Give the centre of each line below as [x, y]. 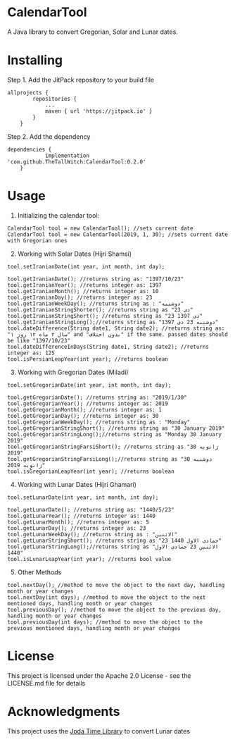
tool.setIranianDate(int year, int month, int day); [86, 266]
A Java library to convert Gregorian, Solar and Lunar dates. [93, 32]
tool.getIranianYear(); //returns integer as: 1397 [84, 285]
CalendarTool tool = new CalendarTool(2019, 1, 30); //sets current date [118, 234]
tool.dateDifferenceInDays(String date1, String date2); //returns [108, 347]
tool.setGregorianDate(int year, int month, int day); [89, 385]
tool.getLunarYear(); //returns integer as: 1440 [82, 516]
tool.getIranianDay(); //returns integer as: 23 [80, 297]
